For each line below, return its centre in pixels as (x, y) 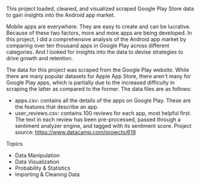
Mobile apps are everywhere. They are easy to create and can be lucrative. (99, 27)
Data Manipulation (37, 155)
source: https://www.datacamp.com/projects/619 (75, 132)
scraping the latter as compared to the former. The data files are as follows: (99, 89)
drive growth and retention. (40, 58)
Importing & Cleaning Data (47, 174)
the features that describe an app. (57, 107)
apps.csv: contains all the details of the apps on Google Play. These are (103, 100)
